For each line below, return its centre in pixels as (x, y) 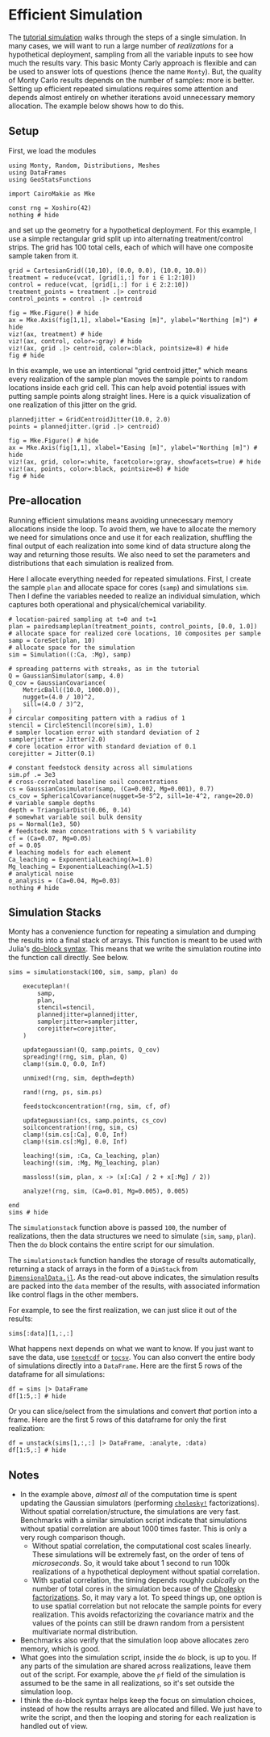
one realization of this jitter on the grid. (73, 405)
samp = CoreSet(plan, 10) (52, 640)
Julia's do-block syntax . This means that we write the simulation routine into (135, 949)
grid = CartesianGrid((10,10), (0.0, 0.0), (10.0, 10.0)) (108, 271)
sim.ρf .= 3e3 (32, 774)
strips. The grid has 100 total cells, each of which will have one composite (131, 247)
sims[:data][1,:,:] (41, 1334)
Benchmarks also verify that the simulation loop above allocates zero (135, 1640)
